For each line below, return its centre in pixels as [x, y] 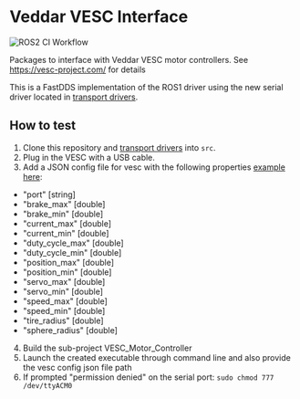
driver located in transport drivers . [74, 97]
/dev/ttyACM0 [47, 385]
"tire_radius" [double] [63, 320]
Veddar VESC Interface [99, 17]
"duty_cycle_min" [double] [72, 252]
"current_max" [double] [67, 223]
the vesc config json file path [77, 367]
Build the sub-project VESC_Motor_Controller [107, 348]
